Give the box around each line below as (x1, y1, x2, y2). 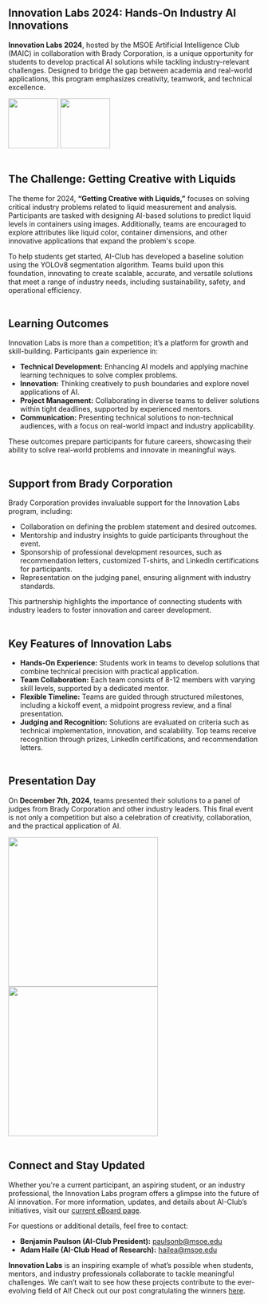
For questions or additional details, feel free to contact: (8, 1221, 189, 1230)
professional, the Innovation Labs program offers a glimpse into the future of (8, 1188, 259, 1198)
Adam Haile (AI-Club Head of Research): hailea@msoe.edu (19, 1245, 218, 1254)
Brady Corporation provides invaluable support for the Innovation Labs (8, 498, 241, 507)
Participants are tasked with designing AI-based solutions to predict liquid (8, 211, 251, 220)
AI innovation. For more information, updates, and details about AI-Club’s (8, 1197, 247, 1206)
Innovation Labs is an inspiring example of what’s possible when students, (8, 1260, 254, 1269)
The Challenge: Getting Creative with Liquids (8, 172, 236, 186)
